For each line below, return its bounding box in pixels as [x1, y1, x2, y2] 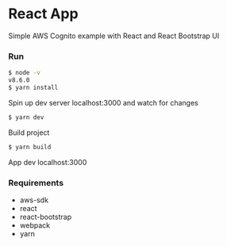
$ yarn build [8, 143, 52, 151]
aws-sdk [19, 195, 49, 205]
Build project [8, 128, 50, 137]
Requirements [8, 177, 64, 188]
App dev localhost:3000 [8, 157, 87, 167]
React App [8, 5, 79, 23]
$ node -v [8, 69, 41, 77]
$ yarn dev [8, 113, 44, 121]
